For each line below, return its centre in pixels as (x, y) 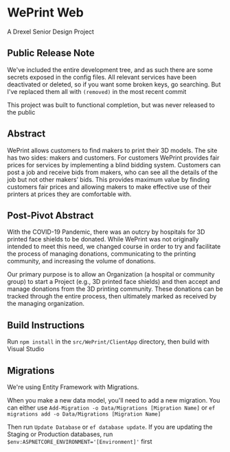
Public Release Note (51, 53)
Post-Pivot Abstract (50, 215)
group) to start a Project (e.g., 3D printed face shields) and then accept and (114, 282)
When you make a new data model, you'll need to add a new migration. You (114, 400)
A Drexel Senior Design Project (51, 32)
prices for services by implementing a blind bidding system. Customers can (114, 165)
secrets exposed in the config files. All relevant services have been (102, 77)
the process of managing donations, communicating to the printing (102, 254)
